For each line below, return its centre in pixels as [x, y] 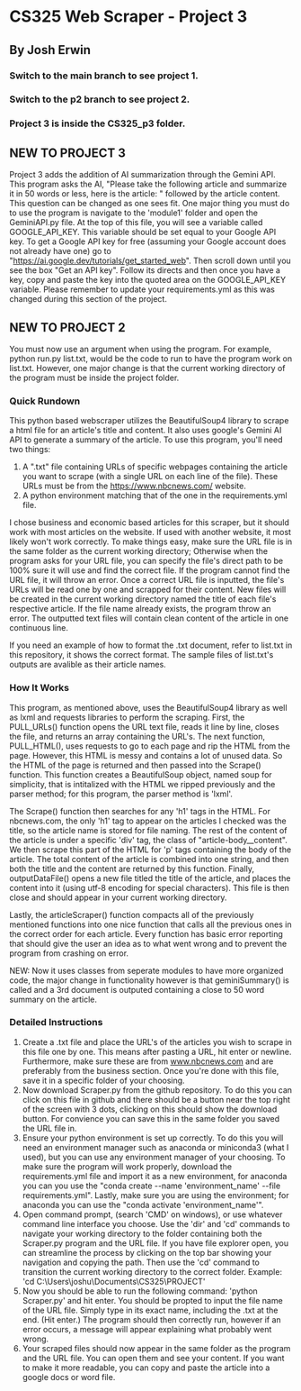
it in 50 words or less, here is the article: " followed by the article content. [145, 194]
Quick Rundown [45, 401]
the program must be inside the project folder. [94, 377]
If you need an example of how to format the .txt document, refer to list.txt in [151, 645]
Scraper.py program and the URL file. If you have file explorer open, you [155, 1243]
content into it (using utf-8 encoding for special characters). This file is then [150, 887]
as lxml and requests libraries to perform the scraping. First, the [127, 717]
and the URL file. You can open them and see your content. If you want [153, 1358]
